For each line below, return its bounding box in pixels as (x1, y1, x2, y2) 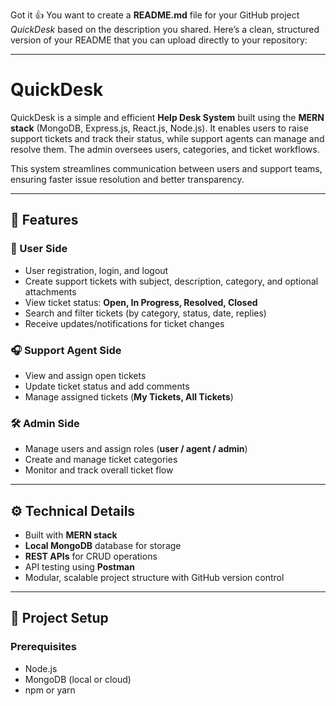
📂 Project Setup (10, 610, 109, 627)
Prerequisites (10, 640, 77, 654)
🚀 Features (10, 212, 79, 229)
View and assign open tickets (24, 369, 147, 381)
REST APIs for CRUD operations (24, 550, 158, 563)
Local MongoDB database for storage (24, 540, 182, 552)
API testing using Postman (24, 561, 135, 573)
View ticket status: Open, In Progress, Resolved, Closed (24, 296, 258, 308)
